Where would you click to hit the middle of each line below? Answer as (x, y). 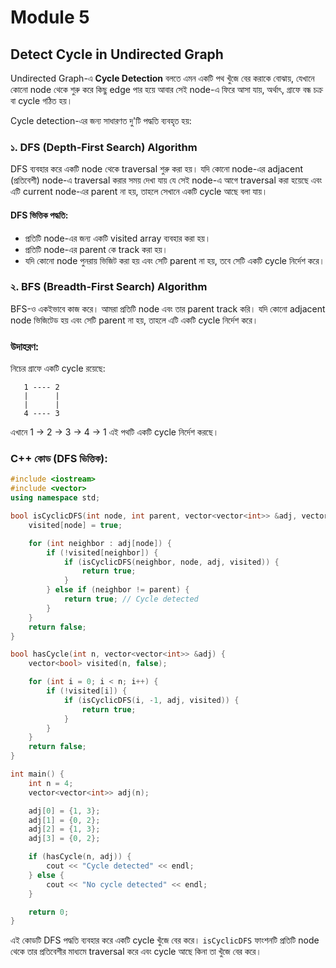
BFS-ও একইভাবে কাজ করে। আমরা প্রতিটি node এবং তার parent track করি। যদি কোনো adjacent (168, 308)
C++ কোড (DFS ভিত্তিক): (59, 459)
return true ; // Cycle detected (131, 599)
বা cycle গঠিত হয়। (41, 100)
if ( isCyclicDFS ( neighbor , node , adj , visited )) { (171, 562)
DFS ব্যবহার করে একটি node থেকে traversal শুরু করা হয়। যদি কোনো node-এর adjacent (157, 169)
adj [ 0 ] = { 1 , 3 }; (64, 811)
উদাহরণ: (25, 346)
